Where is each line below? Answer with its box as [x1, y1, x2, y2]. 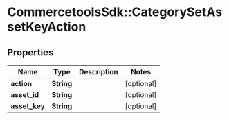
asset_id [10, 90, 39, 99]
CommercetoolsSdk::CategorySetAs [7, 4, 223, 20]
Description [78, 67, 119, 76]
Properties [7, 46, 54, 58]
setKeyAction [7, 19, 86, 35]
